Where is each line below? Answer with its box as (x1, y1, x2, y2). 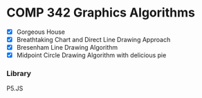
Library (6, 69, 32, 79)
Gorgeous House (16, 28, 66, 36)
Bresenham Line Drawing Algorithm (16, 43, 118, 52)
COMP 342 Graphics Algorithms (6, 5, 195, 21)
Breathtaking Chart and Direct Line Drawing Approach (16, 36, 171, 43)
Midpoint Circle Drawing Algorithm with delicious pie (16, 51, 167, 59)
